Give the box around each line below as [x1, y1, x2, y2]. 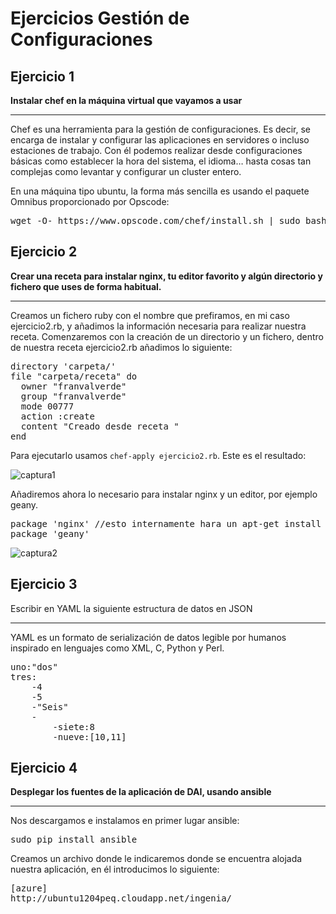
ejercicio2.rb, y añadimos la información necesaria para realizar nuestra [10, 320, 307, 332]
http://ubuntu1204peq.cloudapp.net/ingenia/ [10, 893, 233, 904]
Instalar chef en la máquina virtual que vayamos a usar [10, 95, 243, 106]
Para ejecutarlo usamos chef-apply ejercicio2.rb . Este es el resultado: [10, 449, 307, 461]
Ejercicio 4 [10, 760, 78, 777]
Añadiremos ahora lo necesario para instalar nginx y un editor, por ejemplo [10, 488, 318, 500]
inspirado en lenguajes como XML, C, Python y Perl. [10, 642, 225, 654]
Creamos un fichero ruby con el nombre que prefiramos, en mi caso [10, 309, 290, 321]
